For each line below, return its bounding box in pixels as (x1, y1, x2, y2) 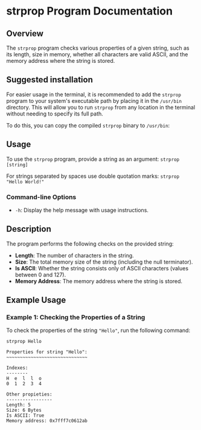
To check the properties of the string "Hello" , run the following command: (6, 327, 191, 334)
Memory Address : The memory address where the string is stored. (14, 277, 183, 285)
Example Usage (6, 295, 66, 305)
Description (6, 224, 51, 234)
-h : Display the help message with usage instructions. (14, 206, 149, 213)
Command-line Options (6, 192, 77, 201)
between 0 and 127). (14, 271, 66, 278)
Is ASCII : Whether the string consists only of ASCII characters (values (14, 264, 189, 272)
